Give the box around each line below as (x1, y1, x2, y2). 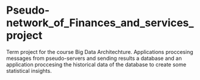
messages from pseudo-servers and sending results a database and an (6, 55, 182, 62)
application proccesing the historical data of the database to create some (6, 60, 187, 68)
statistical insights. (6, 67, 52, 74)
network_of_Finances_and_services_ (6, 16, 194, 30)
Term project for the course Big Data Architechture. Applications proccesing (6, 48, 193, 55)
